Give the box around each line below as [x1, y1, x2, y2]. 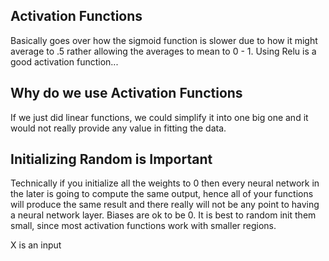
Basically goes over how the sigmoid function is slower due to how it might [10, 34, 318, 46]
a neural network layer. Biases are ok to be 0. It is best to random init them [10, 209, 317, 221]
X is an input [10, 239, 62, 251]
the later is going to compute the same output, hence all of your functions [10, 188, 314, 200]
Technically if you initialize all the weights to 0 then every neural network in [10, 177, 320, 189]
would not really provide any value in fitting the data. [10, 122, 227, 134]
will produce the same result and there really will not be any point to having [10, 199, 320, 211]
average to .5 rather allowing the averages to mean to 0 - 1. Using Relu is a [10, 45, 317, 57]
